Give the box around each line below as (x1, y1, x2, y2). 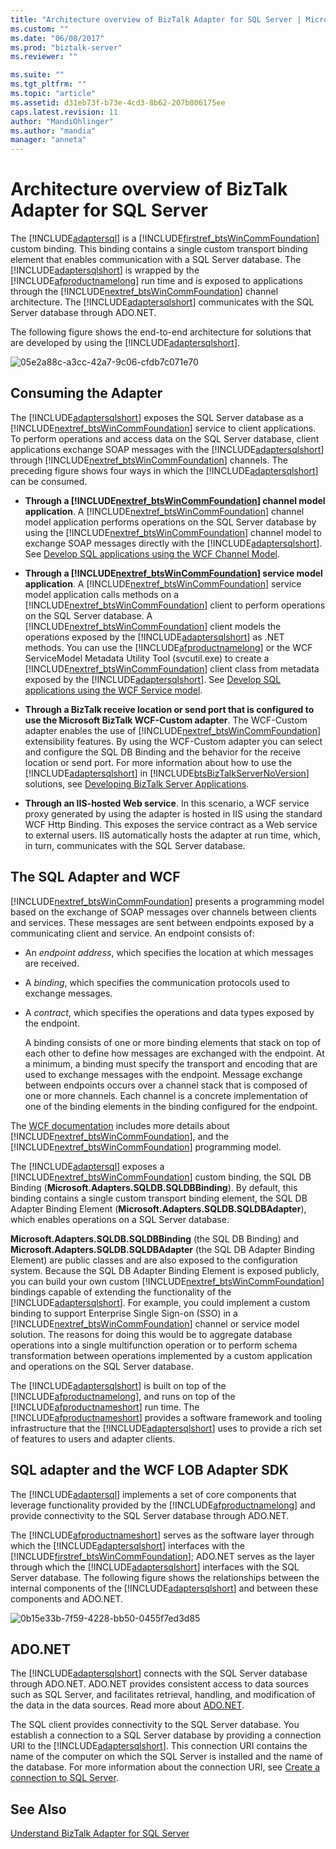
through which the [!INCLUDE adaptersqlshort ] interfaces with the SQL (10, 1561, 300, 1573)
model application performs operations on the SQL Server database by (24, 516, 317, 528)
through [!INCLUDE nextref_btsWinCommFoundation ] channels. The (10, 454, 288, 466)
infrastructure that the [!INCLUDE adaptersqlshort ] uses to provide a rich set (10, 1422, 323, 1434)
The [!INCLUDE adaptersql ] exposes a (10, 1160, 165, 1172)
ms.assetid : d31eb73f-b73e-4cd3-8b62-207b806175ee (10, 97, 226, 108)
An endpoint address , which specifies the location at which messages (24, 946, 314, 958)
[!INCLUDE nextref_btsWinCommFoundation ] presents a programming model (10, 895, 325, 907)
